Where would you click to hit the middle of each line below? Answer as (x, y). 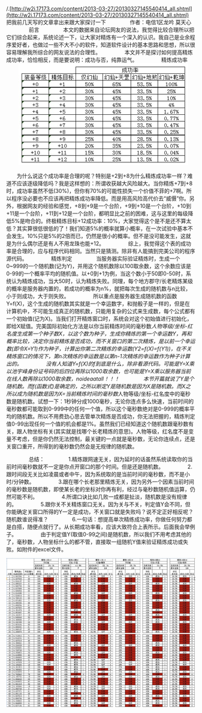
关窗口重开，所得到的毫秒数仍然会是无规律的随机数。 (72, 446)
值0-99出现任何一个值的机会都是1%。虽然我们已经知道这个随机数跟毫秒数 (97, 424)
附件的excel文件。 (44, 549)
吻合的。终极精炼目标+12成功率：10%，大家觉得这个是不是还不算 (105, 221)
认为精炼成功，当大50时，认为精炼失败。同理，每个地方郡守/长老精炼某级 (102, 281)
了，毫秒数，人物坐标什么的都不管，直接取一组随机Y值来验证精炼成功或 (95, 542)
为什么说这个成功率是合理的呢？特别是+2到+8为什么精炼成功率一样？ (102, 176)
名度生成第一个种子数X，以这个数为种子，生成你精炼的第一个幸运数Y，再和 (99, 334)
